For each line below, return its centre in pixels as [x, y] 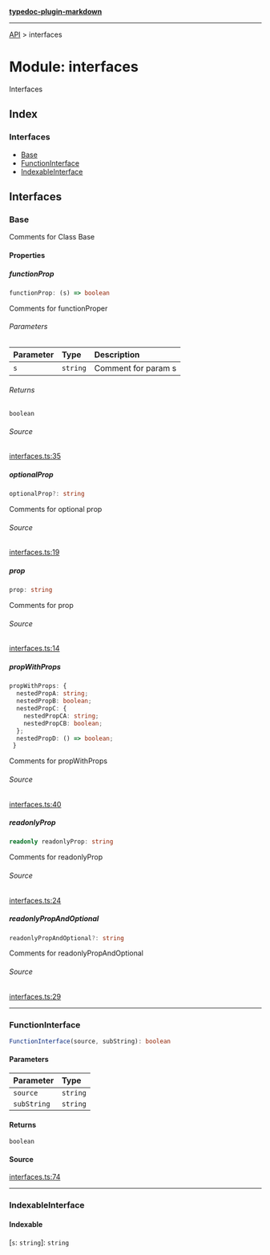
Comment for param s [135, 368]
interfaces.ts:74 [35, 1177]
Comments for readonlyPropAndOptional [76, 953]
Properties [27, 255]
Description [117, 354]
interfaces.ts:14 [34, 649]
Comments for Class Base [52, 237]
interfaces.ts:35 [35, 457]
